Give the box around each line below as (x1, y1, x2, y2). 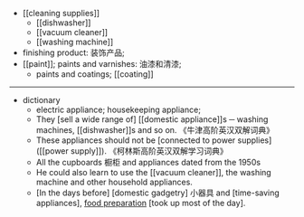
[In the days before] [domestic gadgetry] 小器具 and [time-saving (35, 187, 280, 198)
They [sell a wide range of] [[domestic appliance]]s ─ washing (35, 114, 269, 125)
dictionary (22, 95, 61, 105)
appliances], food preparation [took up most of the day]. (35, 198, 246, 208)
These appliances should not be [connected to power (35, 135, 236, 146)
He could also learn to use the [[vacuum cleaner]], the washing (35, 167, 271, 177)
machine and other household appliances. (35, 176, 193, 187)
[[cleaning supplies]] (22, 8, 100, 18)
